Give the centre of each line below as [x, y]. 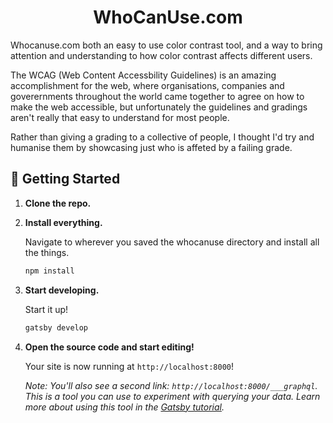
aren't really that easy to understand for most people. [120, 117]
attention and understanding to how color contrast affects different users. [161, 55]
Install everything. [63, 222]
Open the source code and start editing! [109, 347]
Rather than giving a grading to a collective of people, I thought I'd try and [162, 137]
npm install [49, 271]
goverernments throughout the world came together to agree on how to [157, 96]
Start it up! [46, 309]
